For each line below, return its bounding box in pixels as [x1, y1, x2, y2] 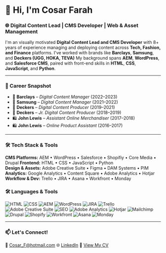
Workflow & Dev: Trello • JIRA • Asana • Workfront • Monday [5, 176, 131, 181]
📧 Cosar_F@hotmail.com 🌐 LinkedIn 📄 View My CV [5, 242, 109, 248]
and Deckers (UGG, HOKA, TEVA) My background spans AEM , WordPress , [5, 55, 160, 61]
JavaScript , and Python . [5, 66, 56, 72]
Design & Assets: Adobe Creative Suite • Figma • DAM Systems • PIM [5, 165, 149, 171]
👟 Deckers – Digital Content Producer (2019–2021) [12, 104, 115, 110]
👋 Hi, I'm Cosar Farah [5, 4, 93, 16]
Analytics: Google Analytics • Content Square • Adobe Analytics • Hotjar [5, 170, 155, 177]
